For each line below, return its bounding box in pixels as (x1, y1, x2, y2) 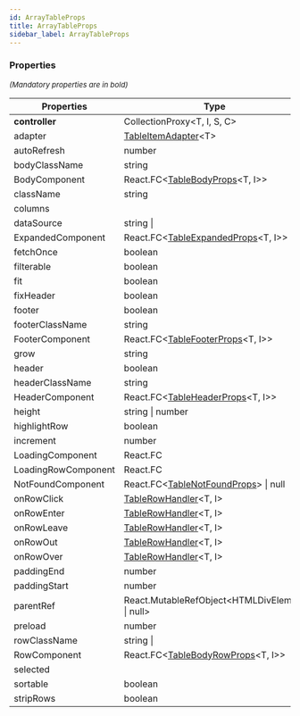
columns (13, 202, 50, 214)
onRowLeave (13, 521, 69, 534)
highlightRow (13, 420, 69, 432)
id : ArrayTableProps (9, 12, 87, 22)
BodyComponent (13, 173, 86, 186)
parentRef (13, 599, 56, 612)
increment (13, 434, 56, 446)
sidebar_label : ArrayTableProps (9, 29, 129, 38)
